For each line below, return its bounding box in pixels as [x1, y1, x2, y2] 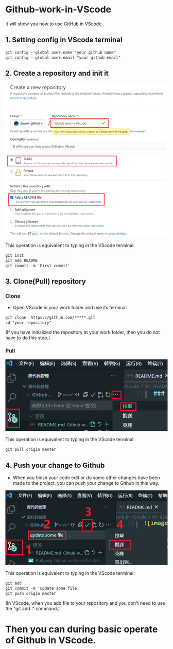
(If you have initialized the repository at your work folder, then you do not [5, 329, 160, 335]
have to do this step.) [5, 335, 50, 341]
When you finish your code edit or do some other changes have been [12, 475, 161, 481]
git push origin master [5, 591, 57, 596]
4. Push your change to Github [5, 461, 105, 469]
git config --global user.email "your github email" [5, 55, 121, 60]
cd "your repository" [5, 320, 52, 325]
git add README [5, 258, 38, 263]
